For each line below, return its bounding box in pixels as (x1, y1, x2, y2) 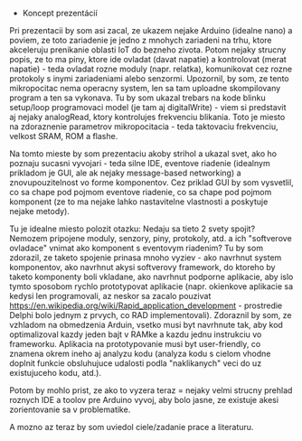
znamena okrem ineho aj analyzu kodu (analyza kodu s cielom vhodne (9, 348, 271, 359)
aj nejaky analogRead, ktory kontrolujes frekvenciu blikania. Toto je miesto (9, 112, 286, 122)
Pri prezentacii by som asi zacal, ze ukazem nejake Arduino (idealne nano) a (9, 25, 293, 35)
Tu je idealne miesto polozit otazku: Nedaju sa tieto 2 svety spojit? (9, 223, 256, 234)
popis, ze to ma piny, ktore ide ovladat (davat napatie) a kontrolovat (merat (9, 54, 287, 64)
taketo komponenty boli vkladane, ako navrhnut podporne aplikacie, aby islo (9, 271, 294, 282)
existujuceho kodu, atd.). (9, 368, 102, 378)
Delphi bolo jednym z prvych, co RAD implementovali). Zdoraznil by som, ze (9, 310, 292, 320)
